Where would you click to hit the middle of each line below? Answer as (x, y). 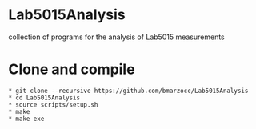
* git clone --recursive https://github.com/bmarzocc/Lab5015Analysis (128, 91)
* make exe (26, 119)
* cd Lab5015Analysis (44, 98)
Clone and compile (72, 69)
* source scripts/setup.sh (53, 105)
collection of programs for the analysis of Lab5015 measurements (117, 37)
